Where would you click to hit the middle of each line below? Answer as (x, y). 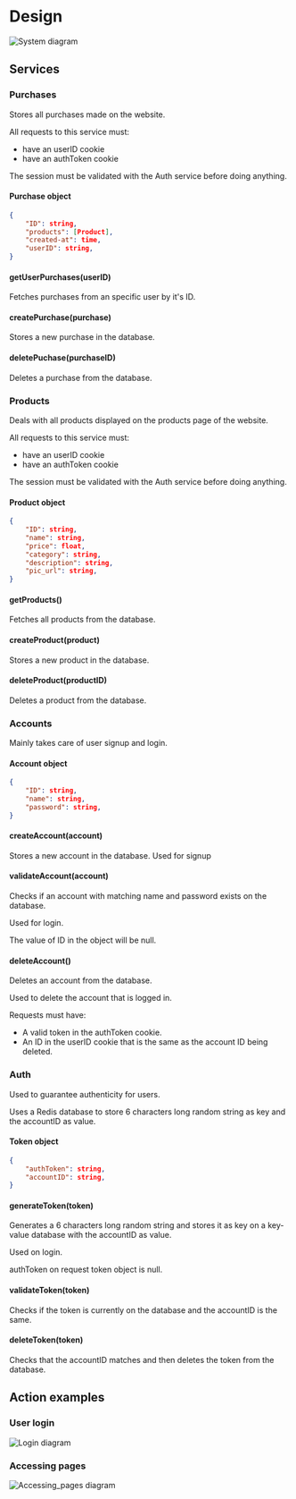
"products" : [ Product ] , (70, 232)
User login (32, 1423)
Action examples (57, 1397)
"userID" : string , (59, 249)
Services (35, 69)
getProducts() (36, 599)
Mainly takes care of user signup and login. (88, 743)
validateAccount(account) (59, 876)
